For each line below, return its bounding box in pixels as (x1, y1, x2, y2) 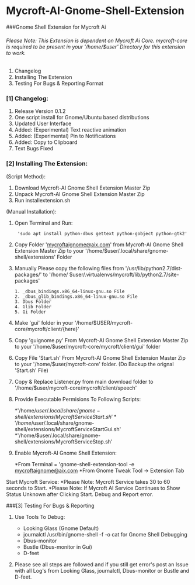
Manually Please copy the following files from (14, 264, 124, 271)
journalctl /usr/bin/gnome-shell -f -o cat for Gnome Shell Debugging (23, 531, 188, 538)
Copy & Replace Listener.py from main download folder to (14, 378, 154, 385)
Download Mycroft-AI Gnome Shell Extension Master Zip (14, 184, 151, 191)
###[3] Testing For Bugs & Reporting (6, 502, 95, 509)
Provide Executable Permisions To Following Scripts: (14, 395, 141, 402)
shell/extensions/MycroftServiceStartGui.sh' (14, 425, 121, 432)
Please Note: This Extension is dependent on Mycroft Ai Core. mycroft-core (6, 37, 188, 44)
